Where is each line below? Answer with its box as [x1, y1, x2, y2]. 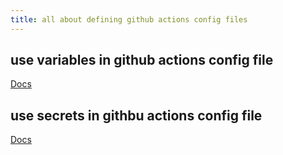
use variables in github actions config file [10, 52, 274, 69]
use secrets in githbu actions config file [10, 107, 263, 124]
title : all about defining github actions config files [10, 14, 248, 25]
